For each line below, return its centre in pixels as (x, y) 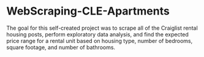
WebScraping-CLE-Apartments (88, 11)
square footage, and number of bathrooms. (61, 47)
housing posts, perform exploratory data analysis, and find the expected (97, 34)
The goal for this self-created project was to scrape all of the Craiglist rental (102, 28)
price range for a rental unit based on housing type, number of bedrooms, (100, 41)
